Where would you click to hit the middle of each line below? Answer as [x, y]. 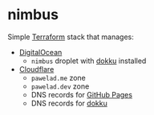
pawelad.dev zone [60, 86]
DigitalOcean [41, 52]
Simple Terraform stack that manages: [71, 37]
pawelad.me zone [58, 77]
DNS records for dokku [69, 103]
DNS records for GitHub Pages [82, 94]
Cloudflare [36, 69]
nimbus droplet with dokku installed [89, 61]
